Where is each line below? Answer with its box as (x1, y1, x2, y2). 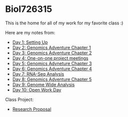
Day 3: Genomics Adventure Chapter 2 (12, 50, 92, 56)
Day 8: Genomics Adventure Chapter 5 (12, 76, 92, 82)
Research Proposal (12, 106, 51, 112)
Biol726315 (5, 3, 52, 15)
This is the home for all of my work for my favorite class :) (5, 20, 124, 26)
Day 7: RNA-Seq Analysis (12, 71, 64, 77)
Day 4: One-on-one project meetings (12, 55, 89, 61)
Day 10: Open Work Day (12, 87, 61, 93)
